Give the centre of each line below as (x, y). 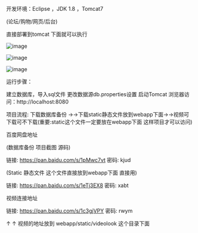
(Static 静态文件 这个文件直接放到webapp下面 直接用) (72, 173)
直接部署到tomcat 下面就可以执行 (47, 34)
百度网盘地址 (22, 134)
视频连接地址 (22, 198)
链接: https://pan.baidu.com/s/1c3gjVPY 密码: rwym (69, 211)
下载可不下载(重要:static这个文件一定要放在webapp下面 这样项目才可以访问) (99, 122)
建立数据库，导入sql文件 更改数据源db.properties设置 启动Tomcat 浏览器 (95, 94)
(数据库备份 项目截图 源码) (38, 147)
